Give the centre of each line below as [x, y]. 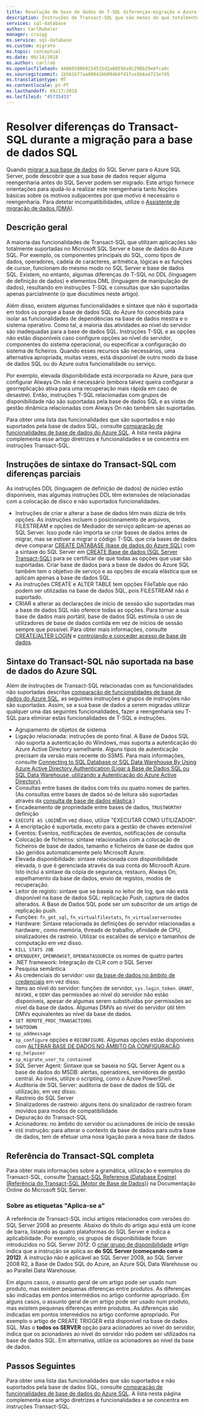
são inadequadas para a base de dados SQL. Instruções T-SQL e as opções [101, 331]
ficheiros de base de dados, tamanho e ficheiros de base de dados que [104, 846]
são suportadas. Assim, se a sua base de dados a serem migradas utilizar [98, 705]
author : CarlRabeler [32, 29]
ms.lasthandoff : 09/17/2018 [42, 91]
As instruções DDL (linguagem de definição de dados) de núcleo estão [95, 489]
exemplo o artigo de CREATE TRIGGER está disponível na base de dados [97, 1321]
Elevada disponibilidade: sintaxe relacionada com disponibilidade [96, 859]
